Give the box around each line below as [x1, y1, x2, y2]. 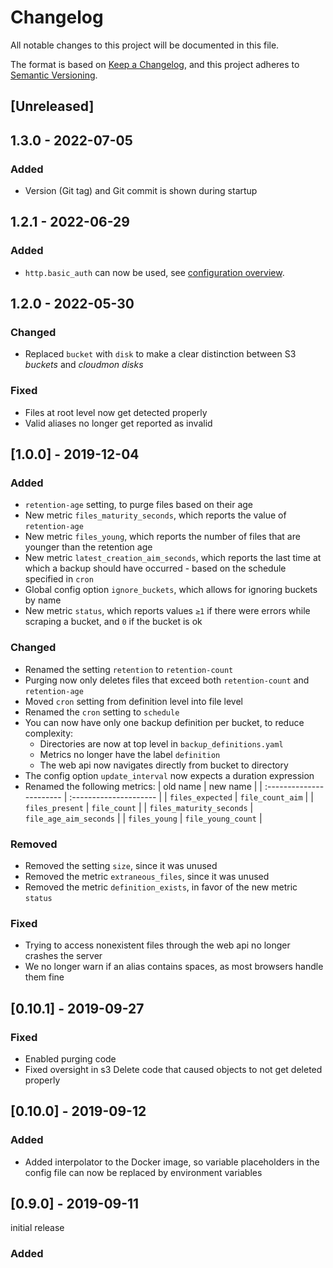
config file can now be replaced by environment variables [24, 1166, 263, 1178]
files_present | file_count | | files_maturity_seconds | [24, 801, 254, 813]
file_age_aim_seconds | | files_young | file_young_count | [24, 812, 263, 824]
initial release [10, 1222, 65, 1234]
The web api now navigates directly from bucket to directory [39, 759, 289, 771]
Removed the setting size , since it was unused [24, 859, 218, 871]
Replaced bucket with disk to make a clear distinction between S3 [24, 348, 297, 360]
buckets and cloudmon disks [24, 359, 144, 371]
